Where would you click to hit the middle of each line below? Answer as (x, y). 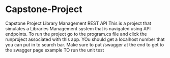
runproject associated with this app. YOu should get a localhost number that (85, 39)
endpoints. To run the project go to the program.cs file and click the (76, 34)
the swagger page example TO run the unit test (55, 50)
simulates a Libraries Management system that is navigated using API (78, 28)
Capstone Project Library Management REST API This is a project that (78, 23)
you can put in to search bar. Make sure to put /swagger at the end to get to (85, 44)
